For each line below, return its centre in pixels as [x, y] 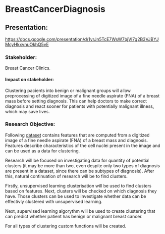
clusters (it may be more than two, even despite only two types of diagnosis [82, 165]
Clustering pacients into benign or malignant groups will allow [68, 91]
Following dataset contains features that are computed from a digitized [77, 135]
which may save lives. [27, 111]
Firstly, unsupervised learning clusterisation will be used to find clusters [79, 186]
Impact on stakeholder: [30, 79]
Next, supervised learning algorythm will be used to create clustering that [80, 211]
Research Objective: [30, 124]
